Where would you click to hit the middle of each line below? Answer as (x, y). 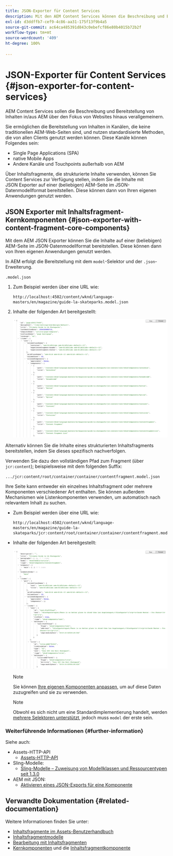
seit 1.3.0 (30, 774)
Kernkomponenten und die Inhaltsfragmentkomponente (72, 848)
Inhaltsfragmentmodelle (38, 837)
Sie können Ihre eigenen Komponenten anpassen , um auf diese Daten (87, 687)
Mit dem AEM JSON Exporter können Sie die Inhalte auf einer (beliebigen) (84, 240)
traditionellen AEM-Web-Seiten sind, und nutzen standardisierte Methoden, (85, 132)
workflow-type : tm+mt (29, 33)
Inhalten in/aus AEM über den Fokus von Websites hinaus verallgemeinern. (85, 116)
